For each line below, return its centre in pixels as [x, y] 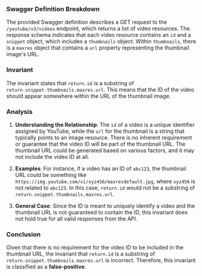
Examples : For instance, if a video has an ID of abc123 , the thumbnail [100, 168]
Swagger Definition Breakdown [53, 9]
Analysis [20, 112]
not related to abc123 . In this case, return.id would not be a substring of [105, 188]
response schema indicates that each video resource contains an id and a [99, 35]
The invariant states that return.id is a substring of [70, 83]
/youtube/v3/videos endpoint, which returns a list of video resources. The [98, 28]
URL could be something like [50, 175]
